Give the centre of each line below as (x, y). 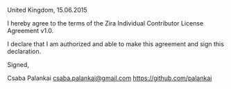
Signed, (18, 65)
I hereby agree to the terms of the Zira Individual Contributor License (105, 23)
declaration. (24, 51)
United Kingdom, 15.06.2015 (48, 10)
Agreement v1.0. (31, 31)
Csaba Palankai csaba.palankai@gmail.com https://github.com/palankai (110, 78)
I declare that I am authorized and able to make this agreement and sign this (115, 44)
